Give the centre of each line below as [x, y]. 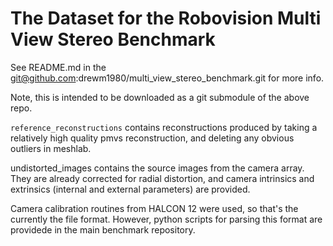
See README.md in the [58, 67]
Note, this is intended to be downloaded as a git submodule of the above [160, 97]
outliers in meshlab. [51, 148]
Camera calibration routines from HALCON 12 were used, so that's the [154, 208]
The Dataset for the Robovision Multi [166, 18]
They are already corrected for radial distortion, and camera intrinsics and [162, 178]
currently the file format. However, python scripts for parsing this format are [166, 219]
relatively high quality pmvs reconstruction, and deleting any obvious [152, 138]
